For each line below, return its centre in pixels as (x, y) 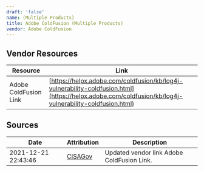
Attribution (83, 142)
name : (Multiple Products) (40, 18)
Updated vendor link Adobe (144, 153)
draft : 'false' (25, 12)
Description (150, 142)
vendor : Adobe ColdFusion (39, 29)
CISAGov (80, 156)
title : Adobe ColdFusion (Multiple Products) (65, 23)
